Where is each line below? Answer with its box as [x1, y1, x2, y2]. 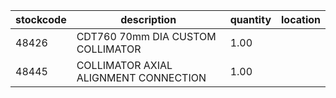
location [281, 13, 321, 26]
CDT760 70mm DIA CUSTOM [76, 30, 217, 43]
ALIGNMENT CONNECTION [76, 71, 207, 84]
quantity [229, 13, 272, 26]
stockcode [15, 13, 67, 26]
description [120, 13, 177, 26]
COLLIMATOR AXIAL [76, 59, 173, 72]
